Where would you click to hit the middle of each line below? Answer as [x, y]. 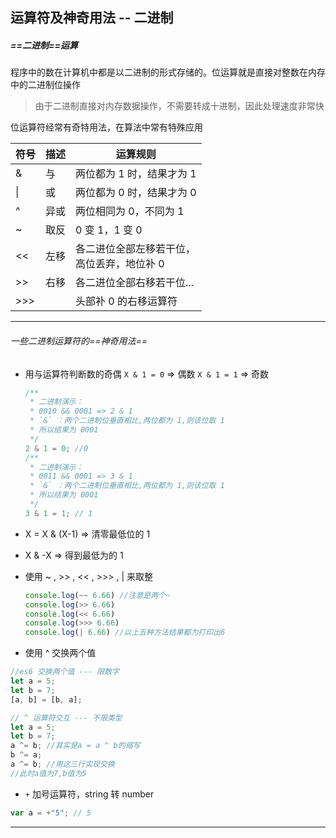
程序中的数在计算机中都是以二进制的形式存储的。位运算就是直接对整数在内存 [168, 72]
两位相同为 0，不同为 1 [130, 211]
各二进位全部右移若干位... [134, 283]
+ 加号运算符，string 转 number [89, 794]
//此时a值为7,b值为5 [48, 773]
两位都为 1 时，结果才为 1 [136, 174]
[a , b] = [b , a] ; [46, 699]
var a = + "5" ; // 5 [51, 813]
